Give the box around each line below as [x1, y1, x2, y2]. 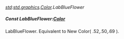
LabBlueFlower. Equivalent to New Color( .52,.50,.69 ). [5, 28, 119, 34]
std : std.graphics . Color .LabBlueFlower [5, 4, 85, 10]
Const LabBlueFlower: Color [5, 15, 65, 21]
